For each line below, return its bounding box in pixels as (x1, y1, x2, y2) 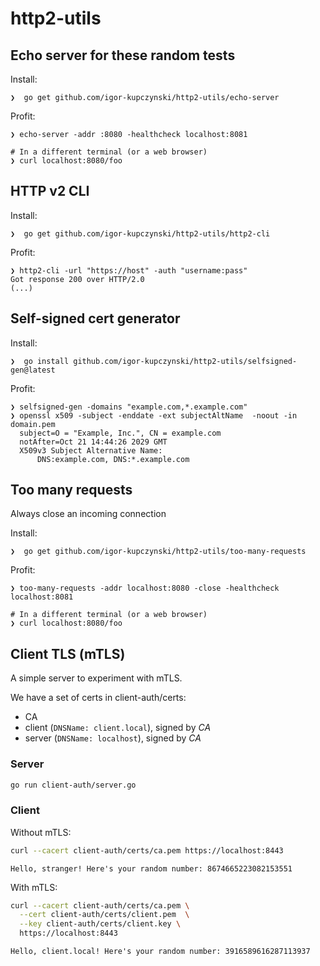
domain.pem (10, 419, 56, 429)
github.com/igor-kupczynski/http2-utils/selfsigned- (73, 356, 298, 366)
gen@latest (10, 365, 56, 375)
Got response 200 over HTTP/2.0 (10, 274, 145, 284)
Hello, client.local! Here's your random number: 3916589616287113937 (10, 947, 311, 957)
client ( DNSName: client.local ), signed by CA (24, 722, 212, 734)
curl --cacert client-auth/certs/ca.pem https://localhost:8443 (10, 845, 284, 856)
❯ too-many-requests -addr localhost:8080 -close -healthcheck (10, 583, 280, 594)
